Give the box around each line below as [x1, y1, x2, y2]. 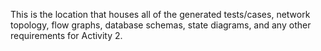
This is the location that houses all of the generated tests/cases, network [10, 9, 311, 20]
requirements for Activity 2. [10, 30, 123, 41]
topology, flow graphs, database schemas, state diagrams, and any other [10, 19, 312, 31]
